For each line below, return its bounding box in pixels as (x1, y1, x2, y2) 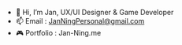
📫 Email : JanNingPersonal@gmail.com (15, 17, 145, 25)
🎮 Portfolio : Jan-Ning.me (15, 28, 102, 37)
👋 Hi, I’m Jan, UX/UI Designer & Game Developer (15, 8, 174, 17)
